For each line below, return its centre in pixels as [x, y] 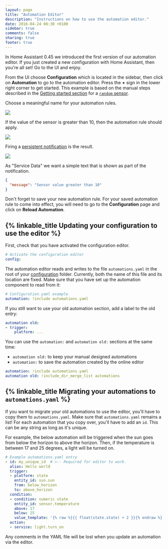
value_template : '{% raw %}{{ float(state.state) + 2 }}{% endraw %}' [90, 518]
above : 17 [25, 508]
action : [18, 522]
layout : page [19, 10]
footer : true [19, 43]
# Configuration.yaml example [37, 294]
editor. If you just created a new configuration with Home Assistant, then [80, 62]
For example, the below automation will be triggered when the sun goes [79, 437]
